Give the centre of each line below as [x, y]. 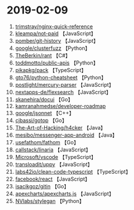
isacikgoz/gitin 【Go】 [42, 186]
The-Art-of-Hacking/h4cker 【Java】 [61, 127]
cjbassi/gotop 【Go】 [41, 120]
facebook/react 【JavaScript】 [53, 179]
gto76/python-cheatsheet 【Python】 [61, 77]
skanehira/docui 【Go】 [44, 99]
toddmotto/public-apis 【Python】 [57, 63]
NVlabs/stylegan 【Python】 [50, 201]
